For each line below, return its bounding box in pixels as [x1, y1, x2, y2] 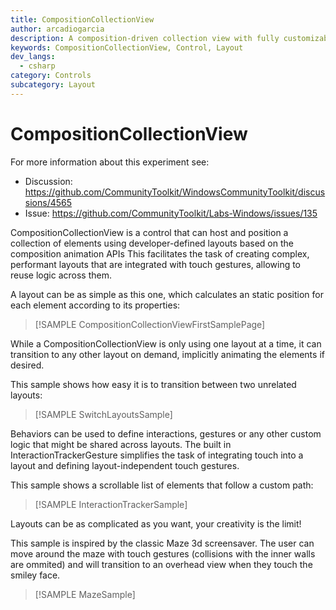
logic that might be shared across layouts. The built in [10, 438, 232, 450]
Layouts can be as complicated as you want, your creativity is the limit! [10, 517, 302, 530]
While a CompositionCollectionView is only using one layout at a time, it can [10, 337, 322, 350]
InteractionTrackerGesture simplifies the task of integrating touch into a [10, 449, 304, 461]
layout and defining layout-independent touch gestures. [10, 459, 240, 471]
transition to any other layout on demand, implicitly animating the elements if [10, 348, 325, 360]
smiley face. [10, 569, 61, 581]
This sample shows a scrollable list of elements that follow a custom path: [10, 479, 314, 491]
